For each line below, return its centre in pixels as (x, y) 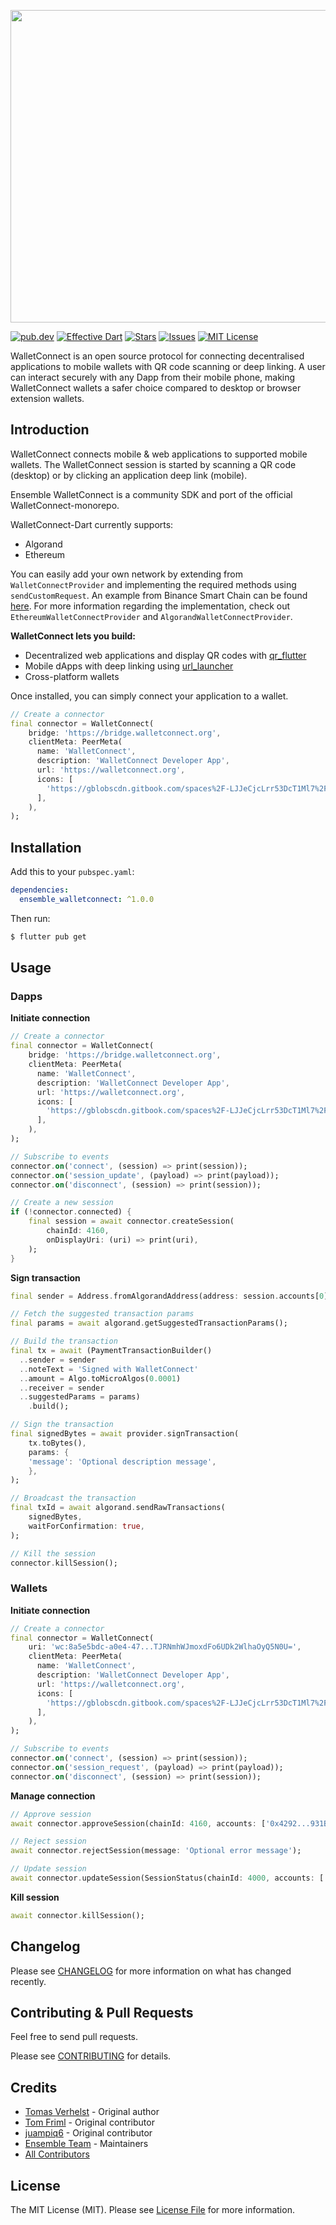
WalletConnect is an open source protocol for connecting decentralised (157, 356)
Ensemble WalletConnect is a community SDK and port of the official (151, 494)
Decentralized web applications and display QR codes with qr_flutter (165, 655)
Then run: (30, 918)
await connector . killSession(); (77, 1915)
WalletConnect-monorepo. (65, 505)
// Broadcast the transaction (73, 1498)
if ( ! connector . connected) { (71, 1212)
